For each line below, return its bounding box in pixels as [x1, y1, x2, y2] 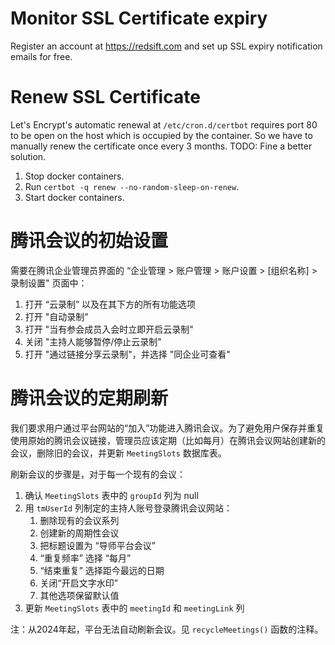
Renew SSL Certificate [10, 86, 201, 109]
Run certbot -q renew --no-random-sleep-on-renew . [24, 180, 240, 192]
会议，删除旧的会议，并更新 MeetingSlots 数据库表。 [10, 447, 227, 459]
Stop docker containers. [24, 170, 125, 182]
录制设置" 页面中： [10, 277, 88, 289]
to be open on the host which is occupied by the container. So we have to [10, 129, 313, 141]
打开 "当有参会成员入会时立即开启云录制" [24, 323, 194, 335]
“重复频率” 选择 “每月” [39, 552, 132, 564]
